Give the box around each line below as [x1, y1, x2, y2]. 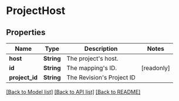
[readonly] [141, 64, 170, 72]
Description [84, 45, 118, 53]
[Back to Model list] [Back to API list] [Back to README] [6, 89, 141, 95]
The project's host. [66, 54, 119, 62]
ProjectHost [6, 4, 66, 18]
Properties [6, 27, 46, 37]
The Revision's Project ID [66, 74, 136, 81]
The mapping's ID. [66, 64, 117, 72]
